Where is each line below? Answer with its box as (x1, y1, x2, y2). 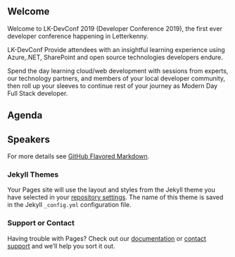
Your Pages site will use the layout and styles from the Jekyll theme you (7, 186, 216, 194)
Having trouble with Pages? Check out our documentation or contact (7, 234, 206, 242)
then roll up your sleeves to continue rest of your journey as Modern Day (7, 81, 218, 90)
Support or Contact (7, 218, 75, 228)
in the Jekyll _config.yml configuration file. (7, 201, 132, 209)
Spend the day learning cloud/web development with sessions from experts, (7, 66, 229, 75)
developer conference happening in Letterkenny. (7, 32, 149, 40)
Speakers (7, 133, 51, 145)
